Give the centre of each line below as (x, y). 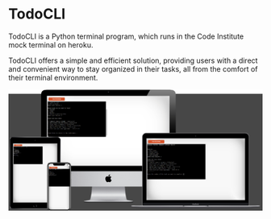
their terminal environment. (53, 77)
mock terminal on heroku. (51, 44)
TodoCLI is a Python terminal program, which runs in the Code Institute (126, 36)
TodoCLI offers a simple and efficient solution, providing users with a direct (133, 60)
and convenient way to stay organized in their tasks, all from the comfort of (133, 68)
